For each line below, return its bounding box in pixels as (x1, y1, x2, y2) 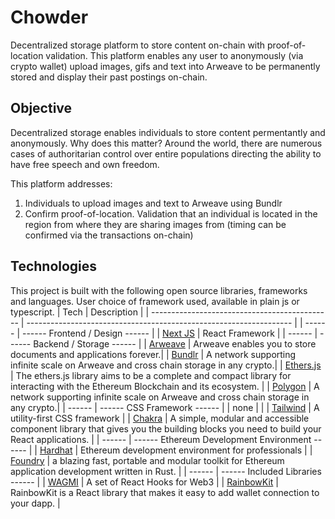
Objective (10, 100, 73, 117)
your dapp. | (10, 497, 61, 509)
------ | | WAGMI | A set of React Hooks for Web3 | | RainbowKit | (10, 476, 279, 488)
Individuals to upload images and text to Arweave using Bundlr (24, 197, 283, 209)
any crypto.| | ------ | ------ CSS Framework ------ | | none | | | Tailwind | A (10, 401, 320, 413)
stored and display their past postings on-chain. (10, 71, 208, 83)
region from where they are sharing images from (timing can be (24, 218, 287, 230)
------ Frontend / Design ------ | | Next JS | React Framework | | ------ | (21, 327, 318, 339)
